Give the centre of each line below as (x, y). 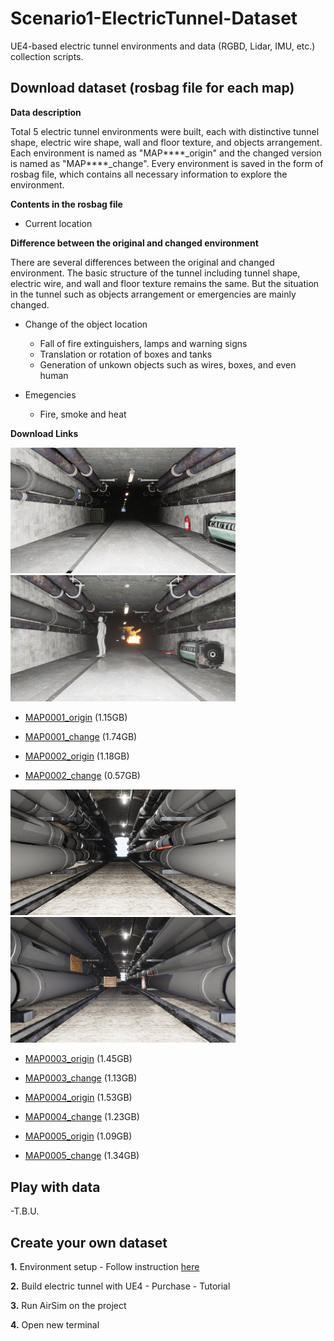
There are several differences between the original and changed (142, 262)
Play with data (55, 1187)
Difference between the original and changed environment (134, 243)
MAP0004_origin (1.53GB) (78, 1098)
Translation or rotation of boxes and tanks (126, 354)
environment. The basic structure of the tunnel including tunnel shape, (155, 273)
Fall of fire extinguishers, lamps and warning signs (143, 343)
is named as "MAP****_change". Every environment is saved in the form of (167, 163)
